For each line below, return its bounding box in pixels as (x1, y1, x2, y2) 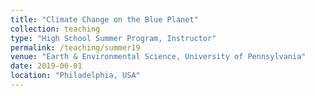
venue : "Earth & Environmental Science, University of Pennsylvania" (10, 52, 307, 62)
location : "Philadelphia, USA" (10, 71, 141, 81)
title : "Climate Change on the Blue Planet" (10, 14, 199, 25)
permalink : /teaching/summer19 (10, 42, 141, 53)
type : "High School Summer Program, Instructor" (10, 33, 217, 43)
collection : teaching (10, 24, 101, 34)
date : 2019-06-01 (10, 61, 83, 71)
